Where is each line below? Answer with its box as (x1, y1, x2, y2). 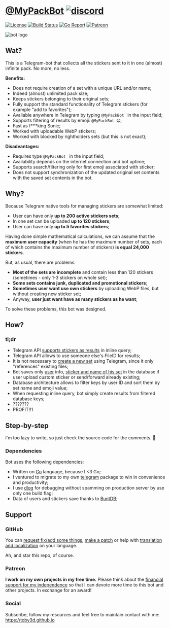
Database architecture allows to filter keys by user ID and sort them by (12, 379, 160, 386)
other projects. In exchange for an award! (5, 587, 92, 594)
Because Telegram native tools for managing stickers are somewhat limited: (5, 203, 164, 209)
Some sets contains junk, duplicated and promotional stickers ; (12, 280, 148, 286)
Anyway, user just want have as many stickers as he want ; (12, 296, 138, 302)
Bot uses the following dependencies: (5, 459, 84, 465)
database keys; (12, 396, 45, 402)
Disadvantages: (5, 143, 40, 149)
